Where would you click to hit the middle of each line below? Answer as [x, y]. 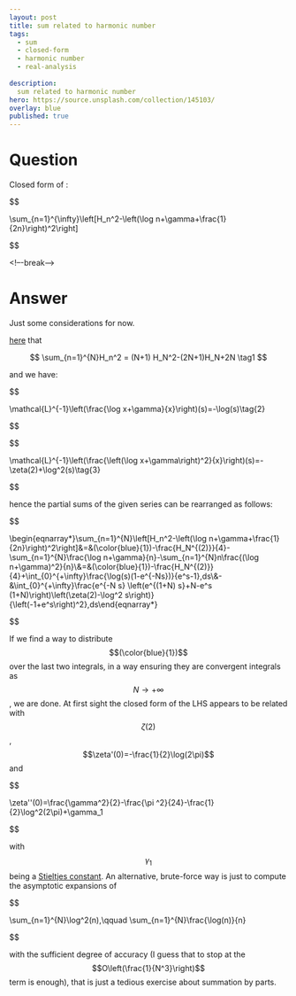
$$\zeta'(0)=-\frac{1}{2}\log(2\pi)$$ [148, 755]
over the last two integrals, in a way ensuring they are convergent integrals [145, 666]
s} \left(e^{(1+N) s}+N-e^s [165, 585]
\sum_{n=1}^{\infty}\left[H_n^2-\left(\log [82, 219]
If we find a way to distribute [61, 638]
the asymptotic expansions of [63, 885]
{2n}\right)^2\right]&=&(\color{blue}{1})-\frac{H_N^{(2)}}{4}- [120, 548]
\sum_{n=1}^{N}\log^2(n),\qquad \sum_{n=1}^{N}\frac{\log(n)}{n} [128, 920]
